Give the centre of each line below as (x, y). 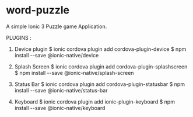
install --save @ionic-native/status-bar (61, 90)
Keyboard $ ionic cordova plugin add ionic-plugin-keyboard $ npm (94, 101)
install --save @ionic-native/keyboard (60, 108)
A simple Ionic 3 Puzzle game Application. (57, 26)
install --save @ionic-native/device (57, 55)
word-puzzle (38, 10)
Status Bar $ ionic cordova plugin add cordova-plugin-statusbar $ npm (100, 84)
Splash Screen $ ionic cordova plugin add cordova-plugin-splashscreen (101, 66)
